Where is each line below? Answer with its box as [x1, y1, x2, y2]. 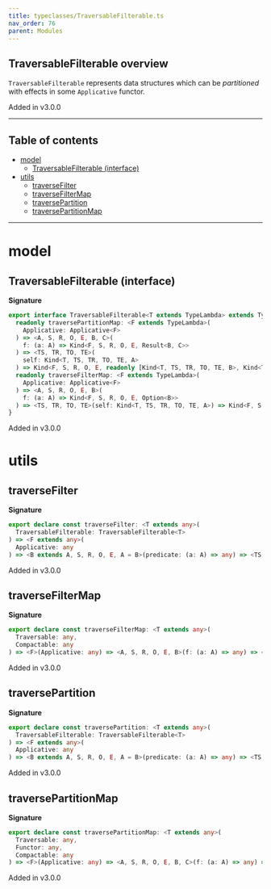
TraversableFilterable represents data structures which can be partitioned [8, 78, 260, 88]
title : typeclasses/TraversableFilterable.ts [8, 11, 164, 20]
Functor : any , [15, 843, 63, 852]
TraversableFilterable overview [8, 57, 169, 70]
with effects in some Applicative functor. [8, 86, 145, 97]
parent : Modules [8, 27, 63, 35]
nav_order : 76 [8, 19, 56, 27]
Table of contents [8, 133, 98, 147]
